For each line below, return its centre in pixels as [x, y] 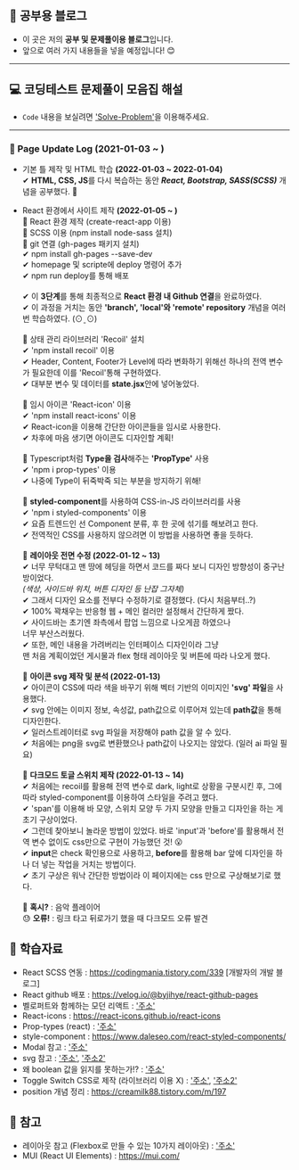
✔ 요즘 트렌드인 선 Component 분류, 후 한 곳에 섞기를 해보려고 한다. [140, 523]
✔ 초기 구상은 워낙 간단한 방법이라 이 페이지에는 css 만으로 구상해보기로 [147, 875]
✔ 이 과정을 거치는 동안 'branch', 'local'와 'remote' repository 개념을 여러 [154, 307]
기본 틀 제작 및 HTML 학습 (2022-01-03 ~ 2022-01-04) [122, 169]
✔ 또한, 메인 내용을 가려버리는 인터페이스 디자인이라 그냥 [121, 644]
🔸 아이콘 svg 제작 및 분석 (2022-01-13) [91, 676]
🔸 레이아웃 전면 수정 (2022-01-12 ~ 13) [91, 555]
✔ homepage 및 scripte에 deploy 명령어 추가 [102, 264]
